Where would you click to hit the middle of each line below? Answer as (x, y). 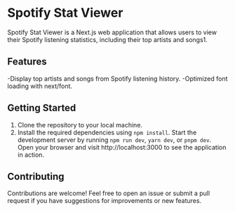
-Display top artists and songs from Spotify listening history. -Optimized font (117, 78)
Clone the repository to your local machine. (80, 125)
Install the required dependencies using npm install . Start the (107, 132)
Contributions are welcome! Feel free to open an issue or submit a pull (109, 193)
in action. (31, 155)
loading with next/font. (40, 86)
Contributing (36, 176)
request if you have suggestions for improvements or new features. (105, 201)
